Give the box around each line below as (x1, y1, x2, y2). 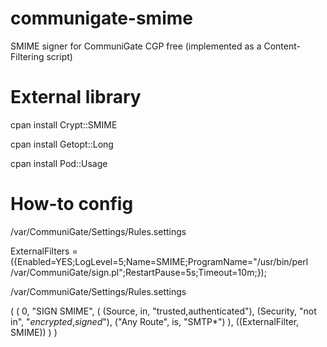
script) (46, 50, 73, 62)
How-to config (10, 193, 134, 216)
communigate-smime (10, 7, 193, 30)
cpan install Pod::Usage (10, 157, 108, 169)
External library (10, 86, 142, 109)
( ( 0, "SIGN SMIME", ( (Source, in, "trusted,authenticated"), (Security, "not (10, 305, 317, 317)
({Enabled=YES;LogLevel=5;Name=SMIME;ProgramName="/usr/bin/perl (10, 255, 309, 267)
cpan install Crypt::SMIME (10, 118, 118, 131)
